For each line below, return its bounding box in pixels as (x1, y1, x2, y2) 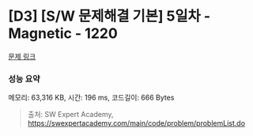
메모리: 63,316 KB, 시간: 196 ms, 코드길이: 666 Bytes (8, 93, 175, 103)
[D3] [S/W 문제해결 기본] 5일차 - (8, 7, 211, 25)
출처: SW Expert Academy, (27, 110, 114, 119)
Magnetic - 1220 (8, 25, 119, 43)
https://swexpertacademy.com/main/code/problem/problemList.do (27, 119, 246, 128)
